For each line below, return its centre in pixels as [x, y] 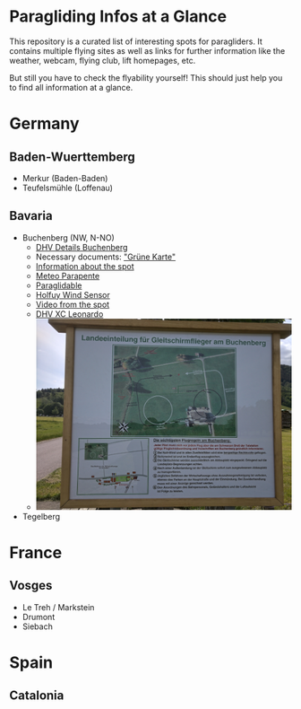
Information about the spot [85, 266]
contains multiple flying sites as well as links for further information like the [147, 50]
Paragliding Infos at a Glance [118, 17]
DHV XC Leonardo [69, 314]
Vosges [31, 586]
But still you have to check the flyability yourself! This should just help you [146, 77]
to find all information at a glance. [71, 87]
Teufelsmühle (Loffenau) [68, 188]
